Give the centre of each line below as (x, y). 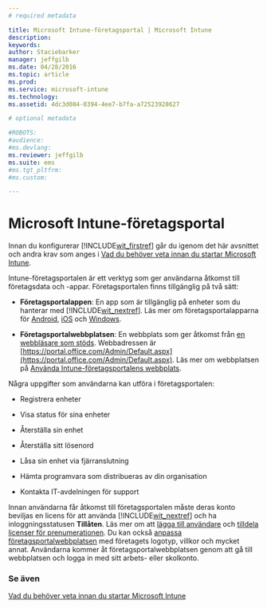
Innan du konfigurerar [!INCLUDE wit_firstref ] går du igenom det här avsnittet (133, 246)
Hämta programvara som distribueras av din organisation (113, 477)
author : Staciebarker (44, 53)
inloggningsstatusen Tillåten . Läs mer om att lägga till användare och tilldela (133, 524)
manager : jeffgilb (39, 60)
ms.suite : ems (32, 163)
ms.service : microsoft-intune (59, 89)
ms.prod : (23, 82)
